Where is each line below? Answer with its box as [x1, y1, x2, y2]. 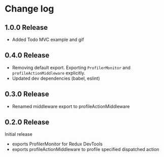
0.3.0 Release [5, 90, 49, 98]
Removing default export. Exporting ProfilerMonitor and [12, 64, 131, 71]
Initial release [5, 131, 32, 137]
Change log [5, 3, 54, 15]
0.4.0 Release [5, 51, 50, 60]
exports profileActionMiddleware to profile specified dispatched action [12, 146, 159, 152]
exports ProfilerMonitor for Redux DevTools [12, 141, 103, 147]
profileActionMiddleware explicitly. [12, 70, 86, 76]
